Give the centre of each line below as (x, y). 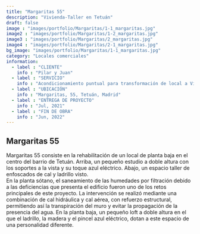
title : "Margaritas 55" (36, 12)
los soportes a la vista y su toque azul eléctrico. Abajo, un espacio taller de (98, 168)
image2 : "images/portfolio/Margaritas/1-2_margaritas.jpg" (82, 34)
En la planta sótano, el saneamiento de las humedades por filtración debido (99, 181)
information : (22, 61)
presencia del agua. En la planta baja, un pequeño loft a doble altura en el (96, 213)
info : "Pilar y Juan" (45, 73)
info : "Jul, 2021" (41, 106)
